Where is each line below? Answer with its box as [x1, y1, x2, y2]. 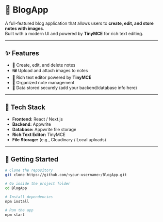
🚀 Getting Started [5, 155, 59, 163]
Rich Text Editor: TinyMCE [12, 132, 65, 137]
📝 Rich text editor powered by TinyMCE [12, 74, 92, 80]
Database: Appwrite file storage [12, 126, 77, 132]
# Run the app [5, 207, 34, 212]
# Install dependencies [5, 194, 53, 199]
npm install [5, 199, 29, 204]
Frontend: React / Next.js [12, 116, 63, 122]
